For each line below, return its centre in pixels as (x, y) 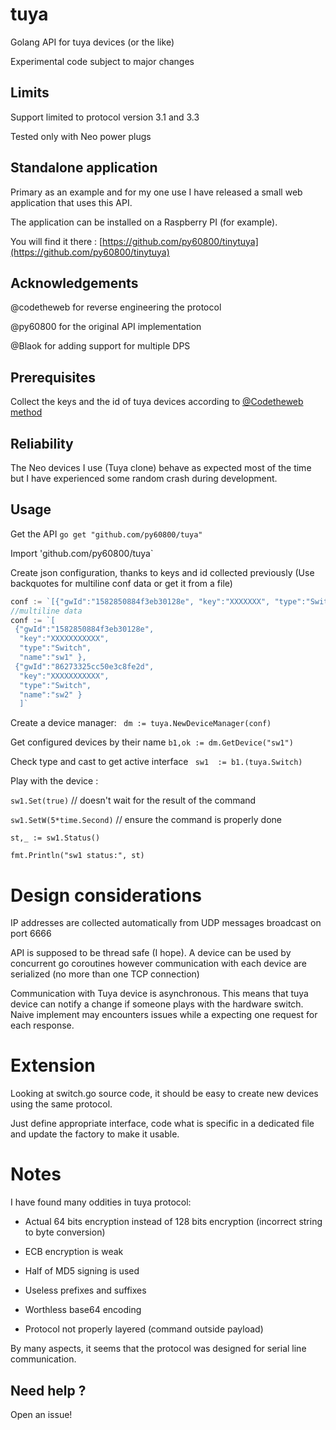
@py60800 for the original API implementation (106, 327)
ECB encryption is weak (74, 1252)
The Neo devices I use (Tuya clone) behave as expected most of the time (161, 467)
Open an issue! (41, 1414)
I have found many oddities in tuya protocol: (101, 1202)
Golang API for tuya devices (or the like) (92, 42)
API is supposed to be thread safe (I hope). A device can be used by (151, 953)
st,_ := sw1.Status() (55, 838)
